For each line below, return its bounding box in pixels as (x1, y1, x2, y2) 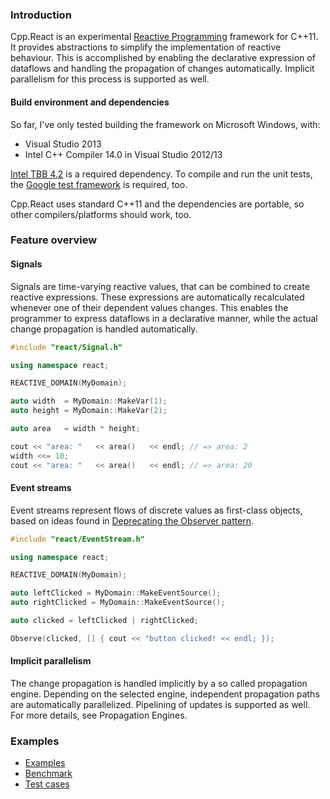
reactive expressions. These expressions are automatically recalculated (10, 291, 305, 303)
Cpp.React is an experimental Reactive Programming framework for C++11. (10, 31, 319, 43)
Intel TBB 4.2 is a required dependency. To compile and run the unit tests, (10, 168, 313, 180)
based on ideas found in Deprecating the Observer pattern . (10, 514, 255, 527)
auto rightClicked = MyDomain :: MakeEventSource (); (10, 598, 226, 608)
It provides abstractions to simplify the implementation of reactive (10, 41, 282, 53)
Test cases (24, 778, 70, 790)
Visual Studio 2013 (24, 138, 102, 150)
